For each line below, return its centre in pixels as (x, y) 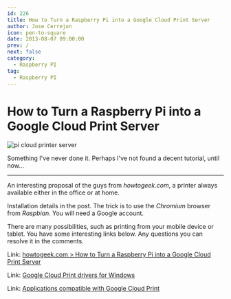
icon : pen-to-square (37, 33)
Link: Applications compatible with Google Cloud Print (84, 289)
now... (15, 166)
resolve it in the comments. (45, 241)
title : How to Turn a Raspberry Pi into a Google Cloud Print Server (109, 20)
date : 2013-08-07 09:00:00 (46, 39)
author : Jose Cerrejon (40, 26)
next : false (24, 52)
